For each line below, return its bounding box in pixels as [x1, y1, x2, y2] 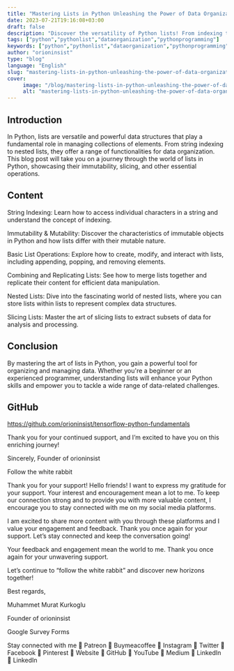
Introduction [7, 114, 63, 126]
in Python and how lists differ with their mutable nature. [7, 236, 166, 245]
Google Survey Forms [7, 628, 70, 636]
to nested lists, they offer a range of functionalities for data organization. [7, 147, 215, 156]
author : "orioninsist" [7, 50, 73, 56]
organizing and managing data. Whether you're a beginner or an [7, 366, 192, 375]
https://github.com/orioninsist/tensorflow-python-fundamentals [7, 420, 190, 428]
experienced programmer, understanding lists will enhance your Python [7, 374, 212, 382]
